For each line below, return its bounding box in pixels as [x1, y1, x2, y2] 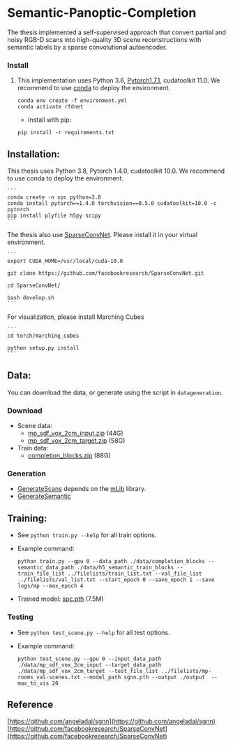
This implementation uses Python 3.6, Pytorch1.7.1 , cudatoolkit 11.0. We [17, 76, 220, 85]
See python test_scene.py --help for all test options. [17, 628, 170, 636]
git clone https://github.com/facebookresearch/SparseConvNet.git [7, 270, 204, 277]
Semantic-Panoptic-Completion [7, 5, 197, 21]
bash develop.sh [7, 294, 54, 301]
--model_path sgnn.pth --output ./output [83, 674, 206, 681]
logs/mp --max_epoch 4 [17, 583, 84, 590]
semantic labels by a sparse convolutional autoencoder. [7, 43, 167, 51]
